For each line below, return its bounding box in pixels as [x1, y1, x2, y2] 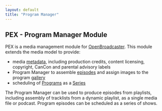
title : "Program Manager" [5, 12, 59, 17]
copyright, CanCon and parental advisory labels [12, 64, 111, 70]
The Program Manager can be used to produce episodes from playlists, [5, 89, 152, 95]
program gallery [12, 74, 46, 80]
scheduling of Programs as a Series [12, 80, 86, 86]
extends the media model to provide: [5, 49, 81, 55]
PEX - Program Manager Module [5, 30, 108, 39]
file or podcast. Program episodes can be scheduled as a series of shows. [5, 100, 158, 106]
